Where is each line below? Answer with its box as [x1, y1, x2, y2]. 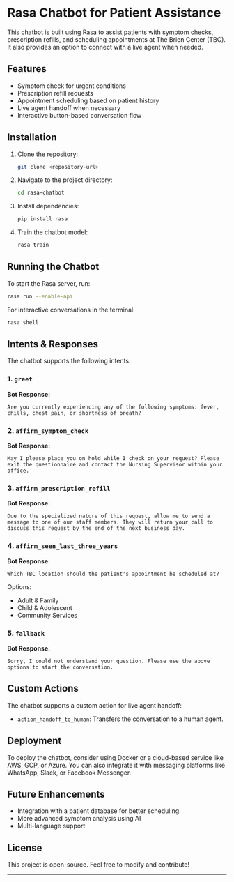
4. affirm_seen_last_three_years [7, 541, 118, 551]
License [7, 842, 42, 853]
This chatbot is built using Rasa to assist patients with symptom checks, [7, 28, 214, 36]
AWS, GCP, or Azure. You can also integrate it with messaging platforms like [7, 761, 225, 769]
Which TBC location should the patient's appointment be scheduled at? [7, 570, 219, 577]
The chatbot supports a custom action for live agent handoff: [7, 701, 182, 709]
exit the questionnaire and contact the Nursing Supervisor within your [7, 462, 223, 469]
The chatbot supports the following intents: [7, 357, 131, 365]
